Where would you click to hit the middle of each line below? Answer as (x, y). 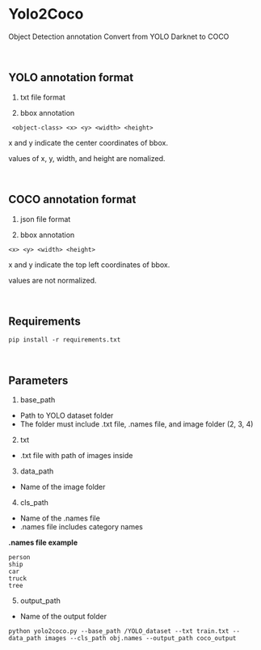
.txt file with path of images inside (76, 456)
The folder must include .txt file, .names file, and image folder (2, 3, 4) (137, 424)
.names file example (43, 542)
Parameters (38, 380)
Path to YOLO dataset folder (67, 416)
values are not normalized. (53, 280)
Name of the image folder (63, 487)
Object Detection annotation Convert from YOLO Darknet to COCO (119, 36)
